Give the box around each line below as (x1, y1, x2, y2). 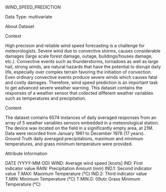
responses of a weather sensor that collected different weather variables (5, 90, 154, 96)
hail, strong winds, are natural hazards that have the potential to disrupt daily (5, 64, 162, 69)
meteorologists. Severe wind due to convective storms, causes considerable (5, 48, 161, 54)
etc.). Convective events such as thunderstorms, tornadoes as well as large (5, 59, 159, 64)
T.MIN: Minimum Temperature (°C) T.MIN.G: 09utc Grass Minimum (5, 176, 141, 182)
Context (5, 33, 21, 39)
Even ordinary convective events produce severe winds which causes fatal (5, 74, 158, 80)
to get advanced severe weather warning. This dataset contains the (5, 85, 143, 91)
